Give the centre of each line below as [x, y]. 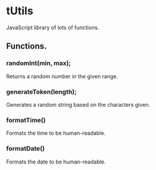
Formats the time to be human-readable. [56, 133]
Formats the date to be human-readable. [56, 162]
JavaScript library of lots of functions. [53, 27]
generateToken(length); [42, 92]
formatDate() [25, 149]
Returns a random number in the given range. [62, 76]
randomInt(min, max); [39, 63]
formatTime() [26, 120]
